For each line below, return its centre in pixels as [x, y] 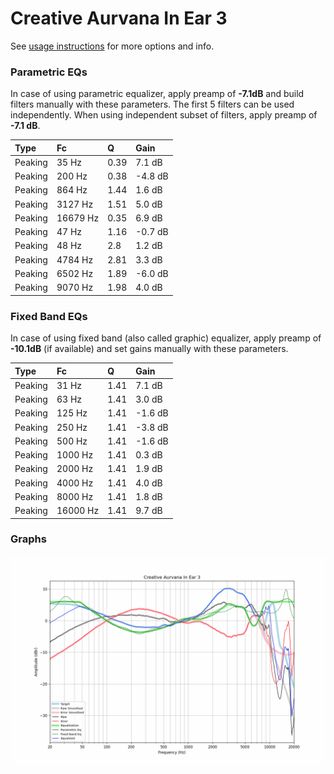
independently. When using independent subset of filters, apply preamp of [164, 115]
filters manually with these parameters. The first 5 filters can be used [152, 104]
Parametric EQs [49, 72]
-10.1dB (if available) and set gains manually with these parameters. [149, 349]
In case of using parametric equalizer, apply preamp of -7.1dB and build [157, 94]
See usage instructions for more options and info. [112, 46]
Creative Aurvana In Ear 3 [119, 18]
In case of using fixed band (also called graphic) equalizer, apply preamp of [166, 338]
